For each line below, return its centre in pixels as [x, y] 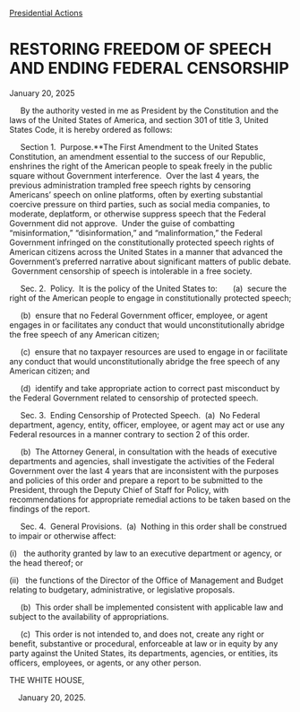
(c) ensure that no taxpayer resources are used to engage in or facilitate [154, 352]
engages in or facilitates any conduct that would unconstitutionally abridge [147, 325]
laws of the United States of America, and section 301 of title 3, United [139, 119]
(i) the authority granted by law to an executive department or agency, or [146, 553]
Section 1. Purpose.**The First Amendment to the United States [139, 146]
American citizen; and [50, 371]
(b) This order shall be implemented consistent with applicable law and [152, 607]
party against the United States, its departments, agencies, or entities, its [144, 653]
